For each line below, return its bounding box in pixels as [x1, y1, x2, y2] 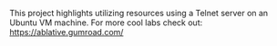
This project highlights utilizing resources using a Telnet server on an [9, 8, 269, 18]
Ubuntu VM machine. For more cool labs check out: [9, 17, 203, 28]
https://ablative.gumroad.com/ [9, 27, 124, 37]
